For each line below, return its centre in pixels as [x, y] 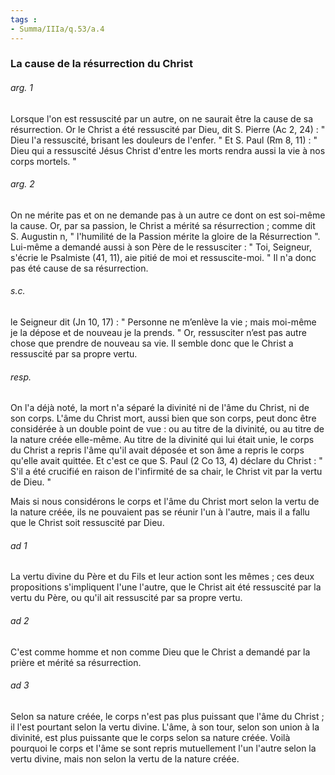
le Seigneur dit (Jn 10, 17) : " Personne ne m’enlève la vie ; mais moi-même [163, 322]
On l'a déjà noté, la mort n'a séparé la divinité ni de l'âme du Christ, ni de [160, 408]
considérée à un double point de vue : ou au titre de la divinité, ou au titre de [167, 429]
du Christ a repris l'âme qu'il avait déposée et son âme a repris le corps [157, 450]
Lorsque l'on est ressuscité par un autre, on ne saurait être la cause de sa [162, 118]
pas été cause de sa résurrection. [79, 268]
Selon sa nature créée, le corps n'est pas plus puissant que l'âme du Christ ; [167, 716]
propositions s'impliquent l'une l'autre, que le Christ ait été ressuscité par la [166, 587]
